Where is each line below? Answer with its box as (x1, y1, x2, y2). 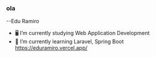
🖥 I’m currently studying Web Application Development (14, 30, 150, 37)
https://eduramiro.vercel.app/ (14, 45, 88, 52)
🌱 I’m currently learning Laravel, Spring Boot (14, 38, 124, 45)
